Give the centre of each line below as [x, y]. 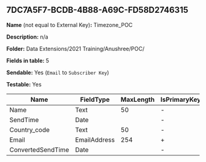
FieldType [95, 99]
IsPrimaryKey [181, 99]
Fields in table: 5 [28, 60]
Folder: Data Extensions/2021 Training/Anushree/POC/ [75, 48]
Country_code [30, 129]
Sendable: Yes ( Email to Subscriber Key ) [58, 72]
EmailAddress [95, 139]
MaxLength [138, 99]
